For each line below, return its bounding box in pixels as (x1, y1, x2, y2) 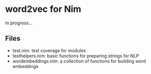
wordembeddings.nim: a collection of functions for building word (12, 58, 146, 64)
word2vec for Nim (5, 3, 81, 15)
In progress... (5, 20, 32, 26)
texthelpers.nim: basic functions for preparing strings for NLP (12, 53, 139, 59)
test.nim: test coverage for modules (12, 47, 86, 53)
